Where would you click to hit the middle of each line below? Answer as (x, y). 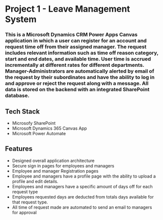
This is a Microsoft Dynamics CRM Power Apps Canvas (71, 35)
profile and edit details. (35, 181)
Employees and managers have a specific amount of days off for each (82, 186)
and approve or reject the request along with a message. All (77, 83)
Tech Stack (22, 111)
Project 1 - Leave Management (68, 9)
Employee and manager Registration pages (55, 171)
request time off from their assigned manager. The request (76, 47)
